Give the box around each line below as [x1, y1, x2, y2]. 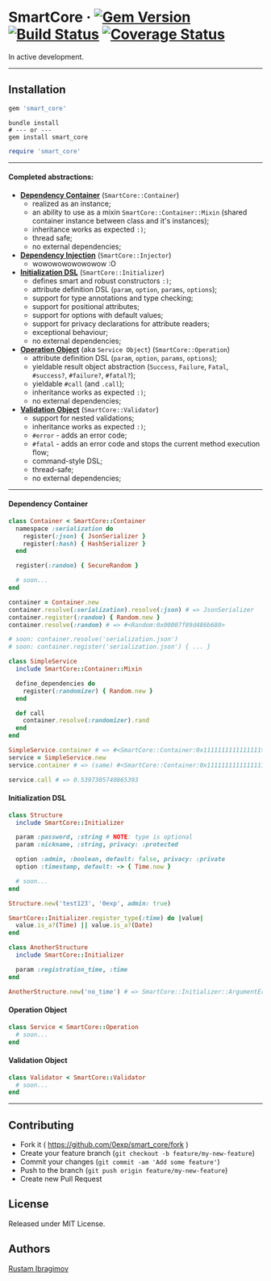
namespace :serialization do [15, 525, 114, 533]
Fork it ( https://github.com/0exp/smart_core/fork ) [19, 1140, 189, 1149]
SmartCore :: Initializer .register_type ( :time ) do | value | [8, 914, 204, 922]
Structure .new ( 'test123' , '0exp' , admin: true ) [8, 899, 172, 907]
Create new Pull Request [19, 1174, 102, 1184]
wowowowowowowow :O [31, 258, 117, 268]
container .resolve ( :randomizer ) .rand [23, 717, 150, 725]
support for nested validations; [31, 412, 135, 423]
